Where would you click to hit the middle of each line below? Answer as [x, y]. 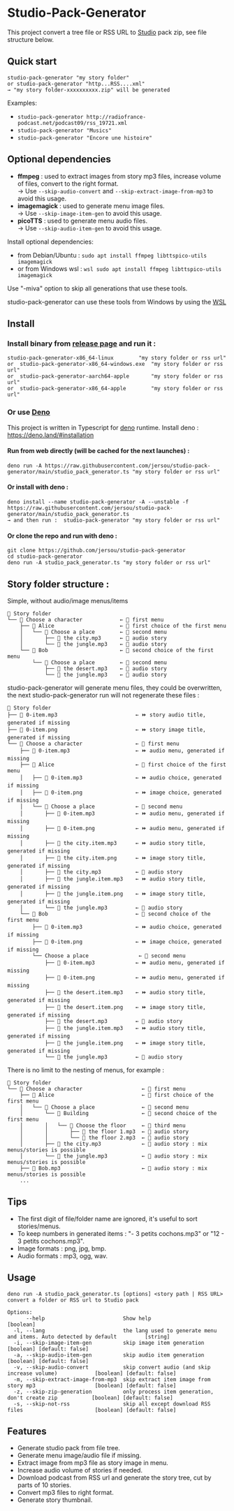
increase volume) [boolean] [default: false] [92, 1373]
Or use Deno [29, 412]
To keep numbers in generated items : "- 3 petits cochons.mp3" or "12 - [121, 1233]
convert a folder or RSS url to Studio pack [73, 1300]
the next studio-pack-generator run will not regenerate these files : [103, 695]
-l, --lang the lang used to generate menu [115, 1331]
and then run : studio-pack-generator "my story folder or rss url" [117, 520]
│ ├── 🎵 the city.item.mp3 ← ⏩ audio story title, [113, 843]
